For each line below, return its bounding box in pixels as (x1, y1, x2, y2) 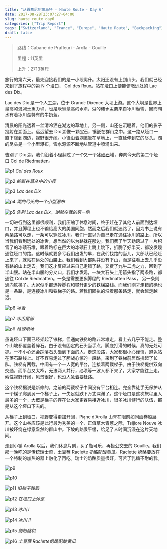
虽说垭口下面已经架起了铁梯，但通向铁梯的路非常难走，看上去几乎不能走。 (5, 336, 158, 342)
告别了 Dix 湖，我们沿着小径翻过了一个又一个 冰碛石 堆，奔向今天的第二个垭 (5, 152, 158, 157)
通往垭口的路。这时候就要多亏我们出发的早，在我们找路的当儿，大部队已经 (5, 251, 158, 256)
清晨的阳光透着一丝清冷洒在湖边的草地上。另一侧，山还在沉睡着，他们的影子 (5, 122, 162, 128)
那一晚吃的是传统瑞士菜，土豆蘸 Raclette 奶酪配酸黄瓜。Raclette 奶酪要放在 (5, 449, 160, 455)
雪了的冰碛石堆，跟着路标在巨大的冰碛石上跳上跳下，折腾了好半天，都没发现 (5, 244, 162, 250)
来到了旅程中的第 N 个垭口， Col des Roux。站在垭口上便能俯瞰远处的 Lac (5, 83, 157, 89)
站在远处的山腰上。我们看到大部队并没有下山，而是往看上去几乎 (26, 257, 158, 263)
